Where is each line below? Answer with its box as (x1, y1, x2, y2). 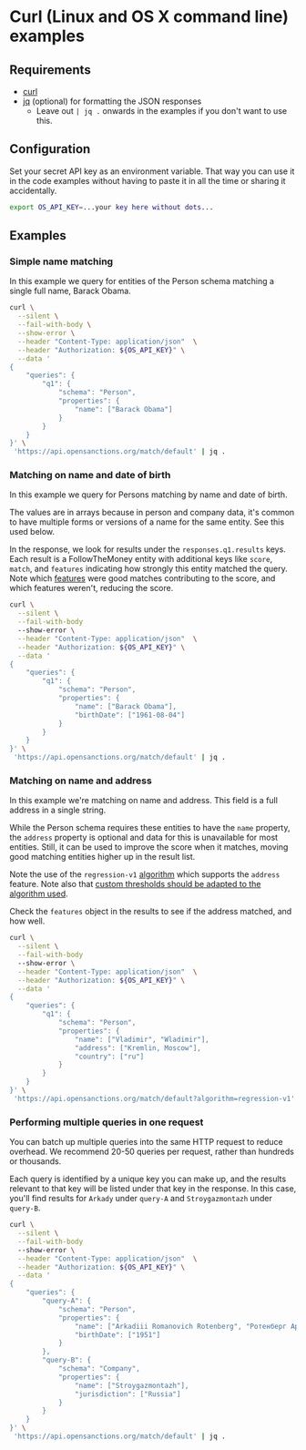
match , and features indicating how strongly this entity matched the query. (9, 563, 289, 575)
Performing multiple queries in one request (9, 1116, 204, 1128)
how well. (9, 915, 46, 926)
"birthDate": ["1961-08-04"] (74, 710, 185, 720)
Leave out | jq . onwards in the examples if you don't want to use (36, 106, 288, 116)
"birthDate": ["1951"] (74, 1330, 161, 1340)
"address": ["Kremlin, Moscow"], (74, 1043, 202, 1053)
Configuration (9, 141, 91, 157)
